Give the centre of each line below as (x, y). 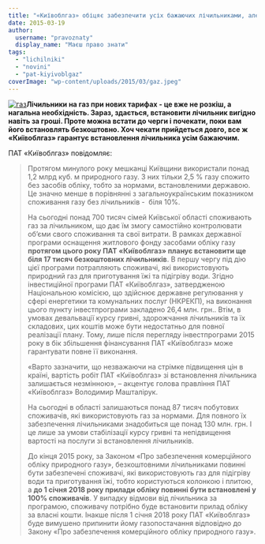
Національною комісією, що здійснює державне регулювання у (135, 292)
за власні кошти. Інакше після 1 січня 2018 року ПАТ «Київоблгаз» (139, 515)
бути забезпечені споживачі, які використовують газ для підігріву (139, 473)
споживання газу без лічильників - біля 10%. (104, 201)
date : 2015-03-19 (37, 23)
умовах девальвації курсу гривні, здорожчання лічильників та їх (136, 317)
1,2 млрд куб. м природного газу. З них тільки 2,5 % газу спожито (138, 176)
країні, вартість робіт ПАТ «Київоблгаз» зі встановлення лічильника (142, 375)
